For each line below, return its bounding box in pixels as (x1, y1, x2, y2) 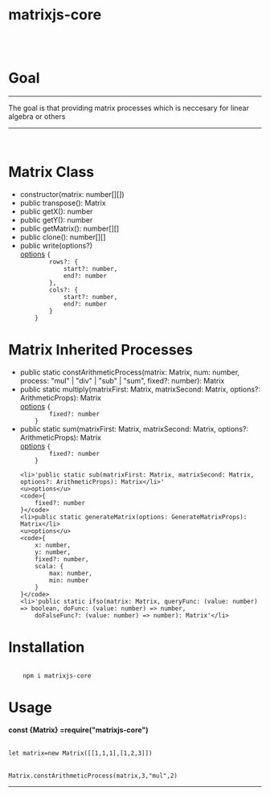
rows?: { (49, 257, 79, 266)
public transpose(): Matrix (19, 198, 106, 207)
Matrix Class (8, 163, 95, 182)
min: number (49, 576, 89, 584)
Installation (8, 637, 85, 656)
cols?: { (49, 285, 79, 294)
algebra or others (8, 111, 66, 121)
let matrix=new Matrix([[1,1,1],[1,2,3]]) (8, 749, 153, 757)
